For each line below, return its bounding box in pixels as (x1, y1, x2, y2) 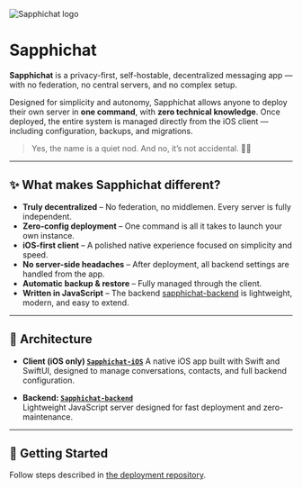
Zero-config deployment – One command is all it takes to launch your (22, 221, 283, 231)
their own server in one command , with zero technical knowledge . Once (9, 106, 280, 117)
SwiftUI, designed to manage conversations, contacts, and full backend (22, 365, 288, 376)
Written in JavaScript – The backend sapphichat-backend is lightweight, (22, 287, 293, 298)
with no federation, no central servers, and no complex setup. (9, 79, 238, 90)
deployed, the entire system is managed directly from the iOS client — (9, 115, 269, 126)
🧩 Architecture (9, 331, 93, 347)
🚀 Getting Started (9, 446, 109, 461)
